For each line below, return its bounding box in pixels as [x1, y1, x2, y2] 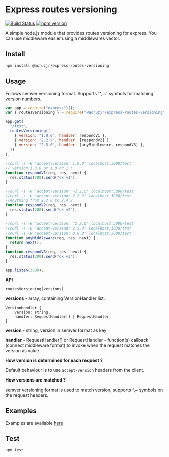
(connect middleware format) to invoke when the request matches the [5, 342, 150, 348]
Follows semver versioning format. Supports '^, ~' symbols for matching [5, 90, 154, 96]
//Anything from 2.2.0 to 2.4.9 [5, 198, 73, 203]
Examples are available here [5, 420, 64, 426]
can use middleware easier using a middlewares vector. [5, 35, 121, 41]
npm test [5, 448, 24, 453]
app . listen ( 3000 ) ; [5, 268, 44, 273]
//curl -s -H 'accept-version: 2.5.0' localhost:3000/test [5, 225, 132, 231]
